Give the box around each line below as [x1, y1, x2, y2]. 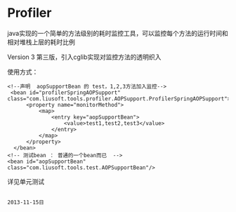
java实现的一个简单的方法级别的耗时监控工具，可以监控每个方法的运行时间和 [7, 29, 228, 37]
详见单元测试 [7, 177, 44, 185]
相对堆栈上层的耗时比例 [7, 37, 75, 46]
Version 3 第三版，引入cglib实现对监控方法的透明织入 [7, 53, 162, 61]
